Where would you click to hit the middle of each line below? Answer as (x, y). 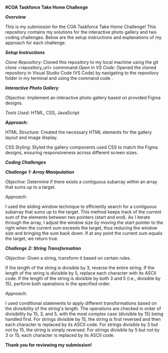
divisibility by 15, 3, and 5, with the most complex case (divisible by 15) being (84, 314)
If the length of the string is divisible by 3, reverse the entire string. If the (80, 268)
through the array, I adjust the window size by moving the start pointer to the (84, 222)
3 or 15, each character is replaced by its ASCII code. (60, 335)
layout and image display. (31, 137)
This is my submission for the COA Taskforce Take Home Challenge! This (81, 27)
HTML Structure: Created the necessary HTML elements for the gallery (78, 132)
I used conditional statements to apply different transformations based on (81, 303)
